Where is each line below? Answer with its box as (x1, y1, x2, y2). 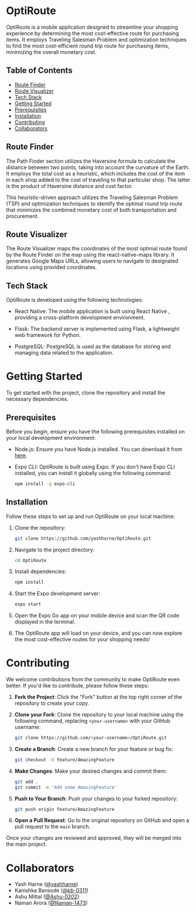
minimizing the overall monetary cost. (6, 48, 97, 55)
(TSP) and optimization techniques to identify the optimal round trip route (6, 200, 183, 207)
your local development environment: (6, 434, 96, 441)
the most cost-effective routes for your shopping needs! (14, 636, 150, 643)
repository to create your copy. (14, 700, 90, 707)
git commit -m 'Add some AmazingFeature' (14, 784, 118, 790)
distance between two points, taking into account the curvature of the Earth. (6, 163, 190, 171)
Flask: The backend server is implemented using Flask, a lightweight (14, 325, 180, 332)
